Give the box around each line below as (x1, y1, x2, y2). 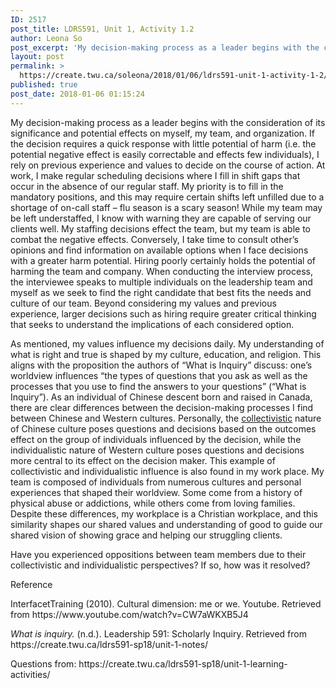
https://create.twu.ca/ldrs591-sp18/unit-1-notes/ (10, 638, 209, 650)
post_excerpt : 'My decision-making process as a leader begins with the (10, 42, 320, 53)
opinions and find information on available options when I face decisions (10, 244, 309, 256)
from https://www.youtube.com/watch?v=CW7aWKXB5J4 (10, 608, 249, 620)
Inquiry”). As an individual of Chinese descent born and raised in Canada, (10, 391, 313, 403)
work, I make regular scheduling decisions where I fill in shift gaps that (10, 169, 301, 181)
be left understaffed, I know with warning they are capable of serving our (10, 212, 312, 224)
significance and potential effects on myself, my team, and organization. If (10, 127, 315, 139)
